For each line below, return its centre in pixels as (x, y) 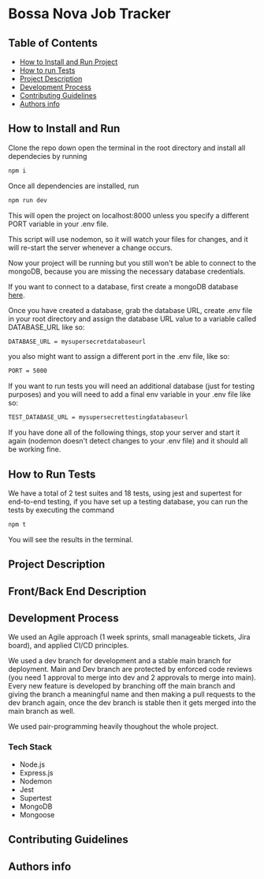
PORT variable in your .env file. (58, 224)
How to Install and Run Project (69, 62)
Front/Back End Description (78, 591)
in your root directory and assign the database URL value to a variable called (132, 319)
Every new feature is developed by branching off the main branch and (122, 686)
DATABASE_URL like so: (46, 327)
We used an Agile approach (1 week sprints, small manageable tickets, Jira (129, 637)
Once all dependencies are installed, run (74, 186)
